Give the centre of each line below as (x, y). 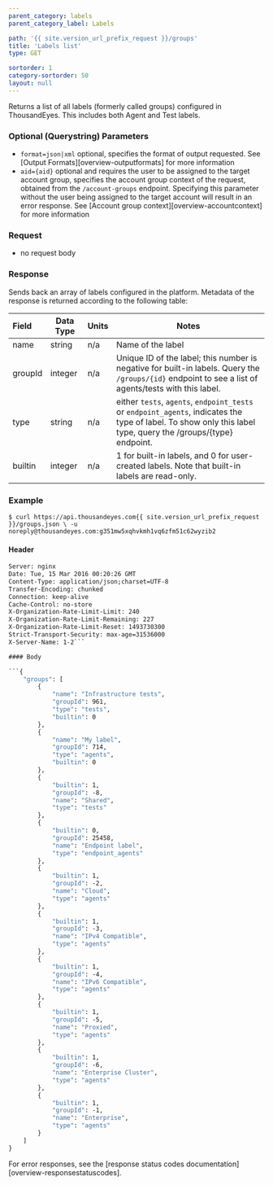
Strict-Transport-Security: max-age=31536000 (87, 635)
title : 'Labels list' (45, 46)
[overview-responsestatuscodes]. (65, 1172)
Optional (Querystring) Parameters (78, 136)
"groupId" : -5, (78, 1019)
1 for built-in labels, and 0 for (173, 455)
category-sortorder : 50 (49, 76)
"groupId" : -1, (78, 1111)
